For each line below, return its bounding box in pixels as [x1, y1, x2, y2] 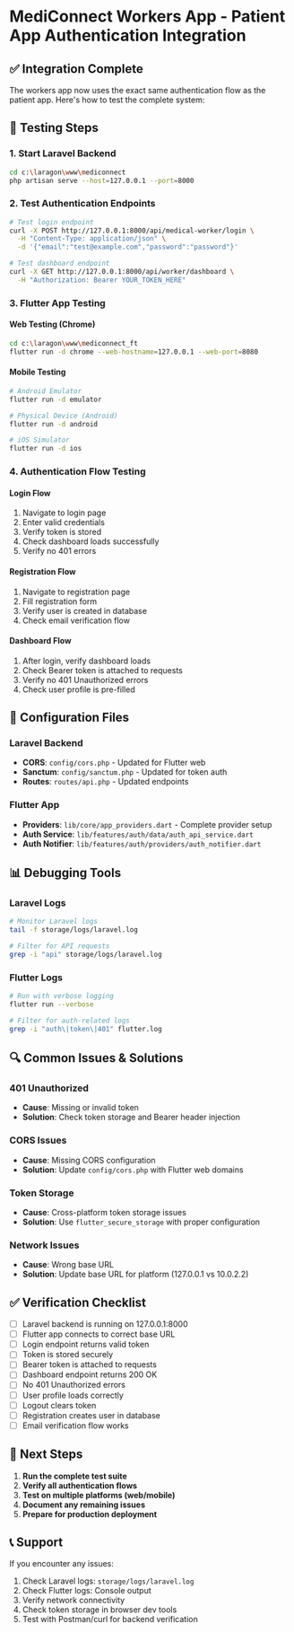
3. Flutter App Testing [9, 296, 106, 309]
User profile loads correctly [22, 1390, 124, 1400]
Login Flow [9, 487, 51, 498]
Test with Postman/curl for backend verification [22, 1614, 199, 1625]
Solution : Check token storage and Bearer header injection [22, 1111, 240, 1123]
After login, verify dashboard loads [22, 655, 151, 666]
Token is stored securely [22, 1349, 114, 1360]
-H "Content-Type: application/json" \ [17, 234, 167, 243]
